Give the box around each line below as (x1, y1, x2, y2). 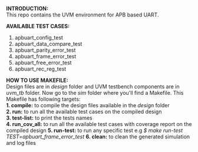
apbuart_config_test (14, 34, 64, 41)
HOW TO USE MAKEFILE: (6, 77, 69, 84)
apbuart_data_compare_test (14, 41, 82, 47)
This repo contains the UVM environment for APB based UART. (6, 11, 159, 18)
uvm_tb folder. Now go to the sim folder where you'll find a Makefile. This (6, 90, 184, 96)
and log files (6, 140, 37, 146)
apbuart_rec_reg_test (14, 65, 67, 72)
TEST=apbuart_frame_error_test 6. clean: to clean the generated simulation (6, 133, 190, 140)
